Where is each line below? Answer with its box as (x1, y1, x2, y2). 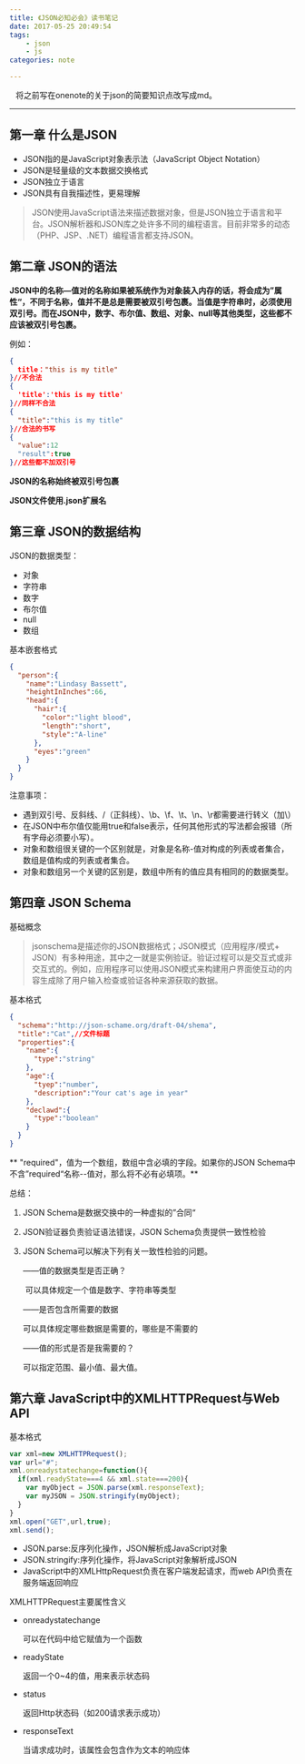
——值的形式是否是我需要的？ (22, 1342, 134, 1353)
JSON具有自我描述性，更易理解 (22, 188, 141, 199)
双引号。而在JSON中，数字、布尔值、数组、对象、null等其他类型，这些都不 (9, 307, 292, 319)
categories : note (9, 56, 75, 65)
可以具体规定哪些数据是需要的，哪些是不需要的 (22, 1322, 198, 1334)
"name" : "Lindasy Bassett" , (25, 679, 128, 688)
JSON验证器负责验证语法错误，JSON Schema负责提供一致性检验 (22, 1226, 266, 1237)
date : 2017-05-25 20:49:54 (9, 22, 112, 31)
